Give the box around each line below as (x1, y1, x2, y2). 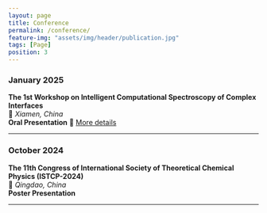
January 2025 (8, 74, 64, 86)
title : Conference (8, 19, 69, 27)
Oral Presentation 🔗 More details (8, 118, 117, 127)
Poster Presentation (8, 188, 75, 198)
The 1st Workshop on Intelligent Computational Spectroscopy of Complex (8, 93, 257, 102)
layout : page (8, 11, 52, 20)
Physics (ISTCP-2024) (8, 171, 84, 181)
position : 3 (8, 48, 48, 56)
